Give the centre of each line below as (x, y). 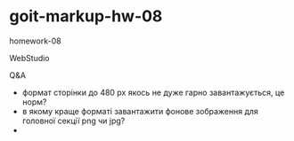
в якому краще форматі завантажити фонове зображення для (140, 111)
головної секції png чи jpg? (73, 121)
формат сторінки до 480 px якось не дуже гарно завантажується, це (153, 92)
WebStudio (30, 58)
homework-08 (35, 41)
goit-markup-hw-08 (86, 16)
